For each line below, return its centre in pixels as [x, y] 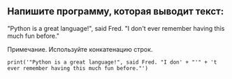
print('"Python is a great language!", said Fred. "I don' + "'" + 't [112, 62]
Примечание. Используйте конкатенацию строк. [80, 49]
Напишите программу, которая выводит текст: [116, 12]
